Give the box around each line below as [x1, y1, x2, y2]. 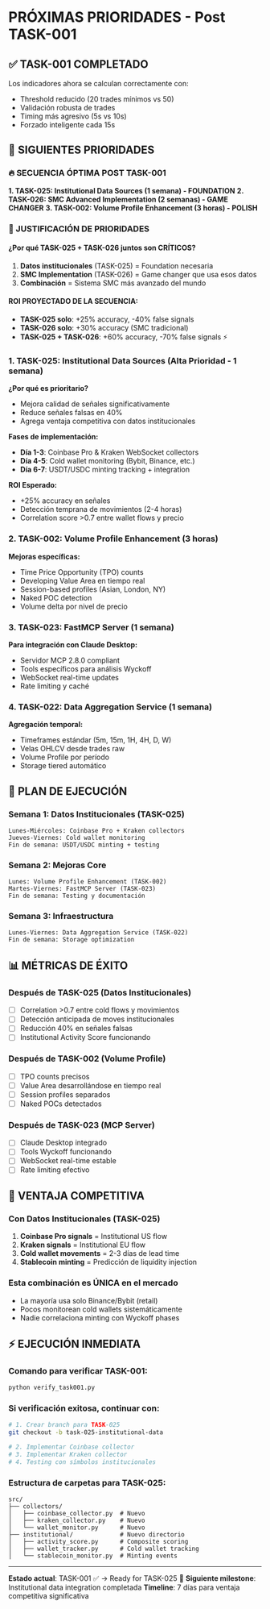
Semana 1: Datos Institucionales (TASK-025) [8, 809, 185, 820]
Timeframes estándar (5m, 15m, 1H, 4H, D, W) [19, 735, 172, 745]
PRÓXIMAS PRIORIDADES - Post [8, 8, 226, 27]
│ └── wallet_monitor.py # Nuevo [8, 1524, 146, 1532]
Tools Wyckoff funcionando [19, 1147, 112, 1157]
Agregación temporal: [8, 720, 83, 730]
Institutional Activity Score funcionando [19, 1033, 151, 1042]
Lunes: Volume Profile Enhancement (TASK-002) [8, 878, 167, 886]
